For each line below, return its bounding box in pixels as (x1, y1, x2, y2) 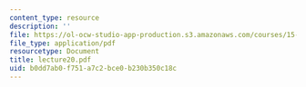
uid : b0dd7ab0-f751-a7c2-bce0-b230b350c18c (9, 64, 178, 73)
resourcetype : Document (9, 47, 100, 56)
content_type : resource (9, 13, 100, 23)
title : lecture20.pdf (9, 55, 92, 64)
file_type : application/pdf (9, 38, 117, 48)
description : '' (9, 22, 71, 31)
